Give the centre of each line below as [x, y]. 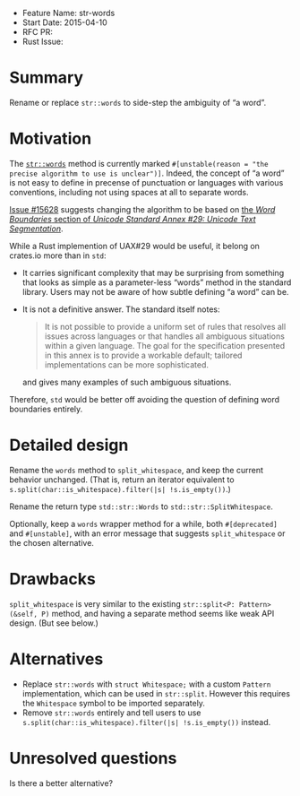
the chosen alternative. [51, 542]
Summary [46, 78]
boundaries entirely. [46, 409]
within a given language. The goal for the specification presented [165, 345]
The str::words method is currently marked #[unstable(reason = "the [139, 163]
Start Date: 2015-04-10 [64, 22]
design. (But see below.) [54, 623]
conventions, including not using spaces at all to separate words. [129, 192]
